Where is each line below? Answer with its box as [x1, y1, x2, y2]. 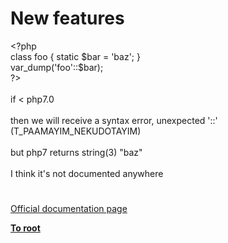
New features [10, 7, 125, 30]
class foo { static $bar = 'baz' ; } [10, 50, 141, 62]
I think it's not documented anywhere [10, 167, 164, 179]
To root [10, 222, 41, 234]
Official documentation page [10, 203, 128, 215]
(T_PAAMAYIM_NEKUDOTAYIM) [10, 125, 142, 137]
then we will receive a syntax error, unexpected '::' [10, 114, 218, 126]
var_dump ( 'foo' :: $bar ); [10, 61, 104, 73]
